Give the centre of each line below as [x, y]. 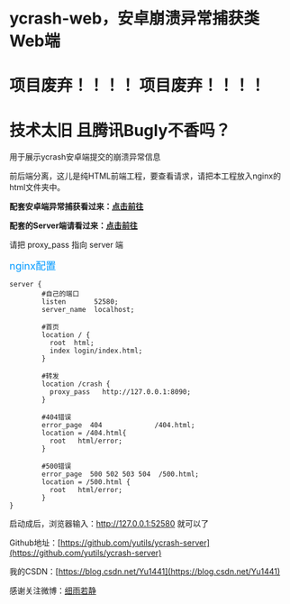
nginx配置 [33, 266]
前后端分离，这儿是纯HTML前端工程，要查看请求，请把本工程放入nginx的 [145, 176]
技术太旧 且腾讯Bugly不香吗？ [120, 130]
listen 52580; [80, 302]
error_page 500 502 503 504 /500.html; [121, 474]
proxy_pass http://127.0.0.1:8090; [120, 392]
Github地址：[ [35, 543]
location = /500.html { [86, 482]
